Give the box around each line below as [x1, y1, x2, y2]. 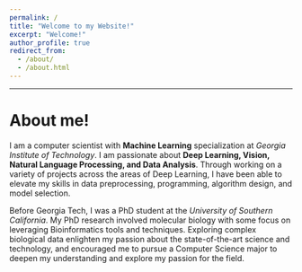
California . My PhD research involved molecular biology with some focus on [9, 215, 291, 225]
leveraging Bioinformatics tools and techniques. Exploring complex [9, 224, 257, 234]
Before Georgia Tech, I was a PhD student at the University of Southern [9, 205, 273, 215]
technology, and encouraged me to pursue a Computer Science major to [9, 243, 278, 254]
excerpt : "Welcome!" [9, 30, 87, 39]
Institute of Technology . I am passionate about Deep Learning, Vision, [9, 149, 271, 160]
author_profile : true [9, 38, 91, 48]
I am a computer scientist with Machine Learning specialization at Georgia [9, 140, 286, 151]
